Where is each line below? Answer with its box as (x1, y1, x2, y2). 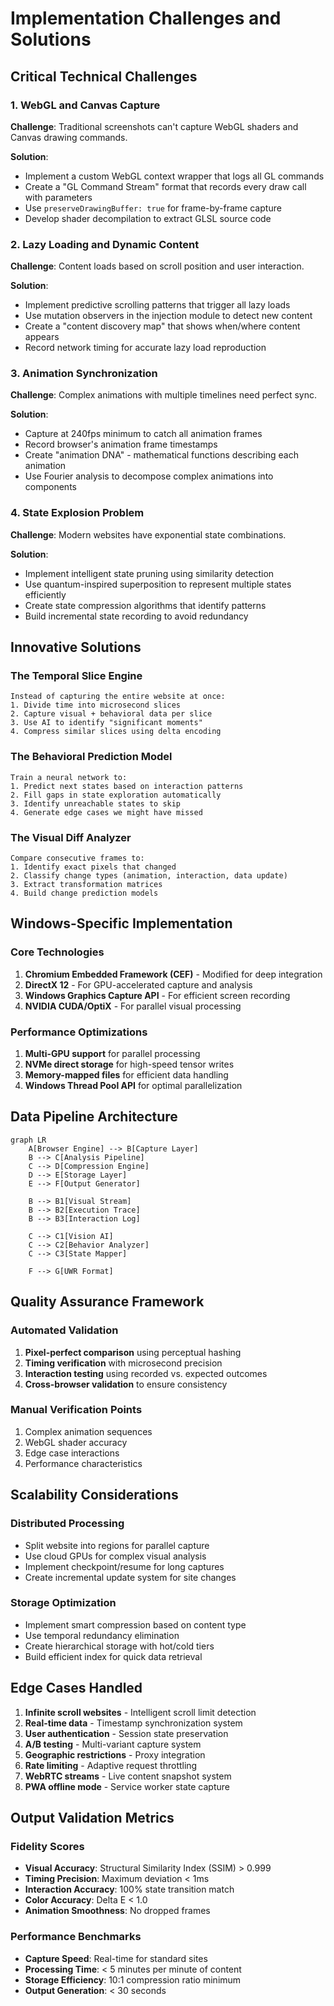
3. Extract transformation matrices (10, 880, 163, 890)
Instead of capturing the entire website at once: (10, 692, 226, 702)
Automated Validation (10, 1323, 119, 1337)
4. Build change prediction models (10, 888, 159, 899)
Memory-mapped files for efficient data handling (24, 1069, 229, 1081)
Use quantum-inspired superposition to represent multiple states (24, 578, 292, 590)
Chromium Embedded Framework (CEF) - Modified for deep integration (24, 968, 323, 980)
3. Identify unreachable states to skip (10, 798, 182, 809)
